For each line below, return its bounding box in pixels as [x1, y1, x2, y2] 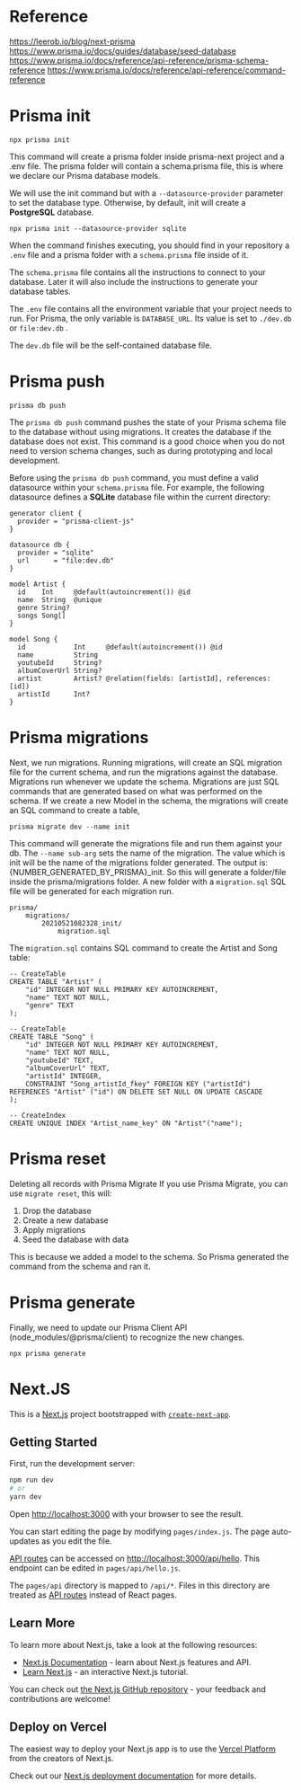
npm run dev [9, 1475, 54, 1484]
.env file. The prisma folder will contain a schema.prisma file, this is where [9, 160, 284, 172]
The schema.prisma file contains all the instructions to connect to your [9, 267, 267, 278]
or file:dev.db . [9, 322, 69, 333]
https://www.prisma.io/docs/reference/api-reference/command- [47, 65, 286, 75]
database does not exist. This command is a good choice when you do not [9, 436, 286, 447]
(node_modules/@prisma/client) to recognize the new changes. [9, 1332, 245, 1342]
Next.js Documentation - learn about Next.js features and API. [22, 1656, 252, 1668]
